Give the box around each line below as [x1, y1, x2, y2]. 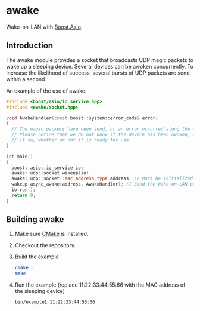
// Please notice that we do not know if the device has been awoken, [11, 132, 190, 138]
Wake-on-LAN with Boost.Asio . [6, 23, 83, 30]
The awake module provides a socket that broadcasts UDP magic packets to [6, 56, 193, 63]
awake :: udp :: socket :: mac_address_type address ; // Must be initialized [11, 175, 193, 182]
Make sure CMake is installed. [14, 230, 89, 238]
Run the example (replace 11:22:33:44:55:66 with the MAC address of [14, 281, 186, 288]
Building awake [6, 214, 64, 224]
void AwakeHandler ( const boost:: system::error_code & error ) [6, 115, 159, 121]
